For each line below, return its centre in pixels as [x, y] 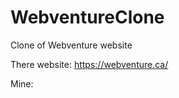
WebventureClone [87, 17]
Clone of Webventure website [71, 45]
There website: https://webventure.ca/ [89, 64]
